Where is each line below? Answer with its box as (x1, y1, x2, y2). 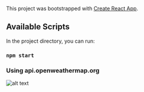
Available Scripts (6, 22, 70, 32)
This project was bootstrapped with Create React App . (6, 5, 139, 12)
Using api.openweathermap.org (6, 66, 100, 74)
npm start (6, 52, 34, 59)
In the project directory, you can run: (6, 38, 95, 45)
